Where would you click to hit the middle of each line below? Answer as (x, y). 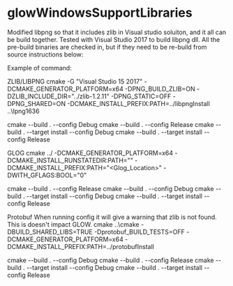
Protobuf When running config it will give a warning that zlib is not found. (112, 217)
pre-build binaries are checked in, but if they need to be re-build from (107, 47)
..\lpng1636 (23, 111)
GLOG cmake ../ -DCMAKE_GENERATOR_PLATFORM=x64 (90, 153)
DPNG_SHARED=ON (37, 103)
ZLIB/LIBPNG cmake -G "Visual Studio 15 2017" (75, 81)
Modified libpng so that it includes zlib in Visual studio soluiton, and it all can (117, 32)
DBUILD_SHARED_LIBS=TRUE (50, 232)
